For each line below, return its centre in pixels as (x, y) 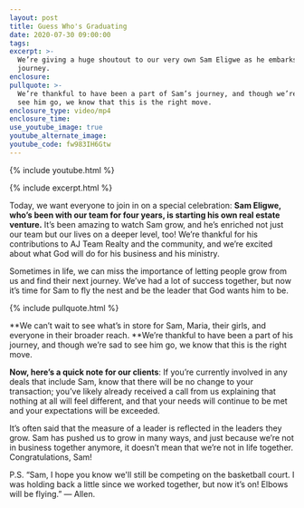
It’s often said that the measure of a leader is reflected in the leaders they (146, 428)
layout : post (34, 18)
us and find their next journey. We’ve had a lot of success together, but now (151, 280)
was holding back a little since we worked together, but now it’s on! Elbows (149, 484)
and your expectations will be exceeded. (85, 410)
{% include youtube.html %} (62, 170)
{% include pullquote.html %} (64, 308)
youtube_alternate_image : (58, 136)
